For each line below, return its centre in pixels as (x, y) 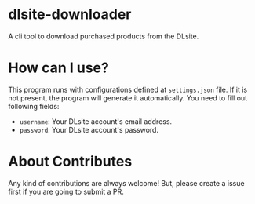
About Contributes (70, 162)
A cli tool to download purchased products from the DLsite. (104, 36)
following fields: (34, 106)
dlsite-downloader (70, 15)
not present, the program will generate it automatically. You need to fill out (128, 98)
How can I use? (59, 68)
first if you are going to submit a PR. (66, 191)
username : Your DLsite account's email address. (96, 121)
